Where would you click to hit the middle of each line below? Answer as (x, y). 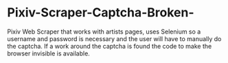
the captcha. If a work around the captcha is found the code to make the (110, 46)
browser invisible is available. (49, 53)
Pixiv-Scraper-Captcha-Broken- (101, 13)
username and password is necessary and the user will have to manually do (114, 38)
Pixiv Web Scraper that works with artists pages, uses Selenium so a (104, 32)
